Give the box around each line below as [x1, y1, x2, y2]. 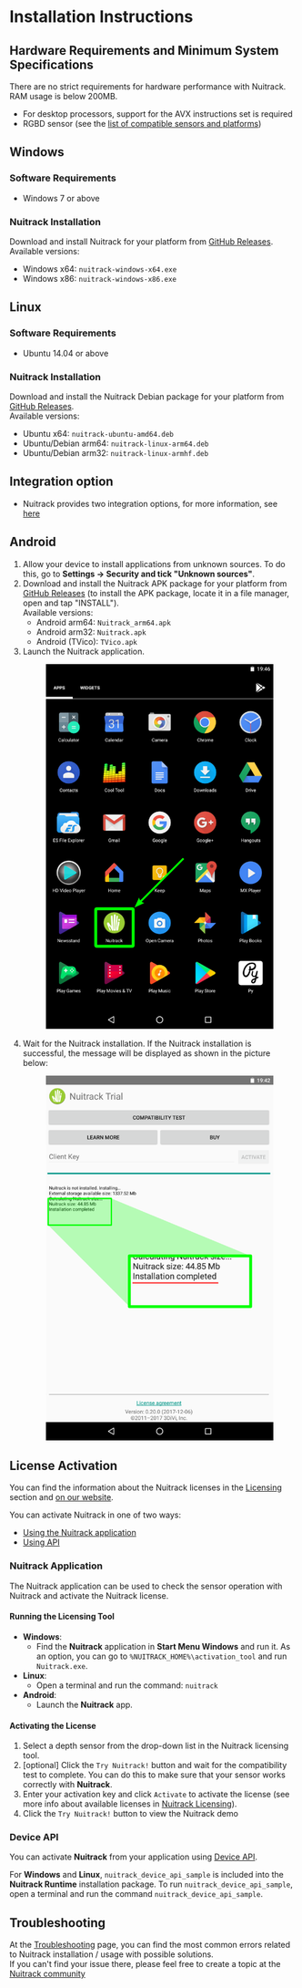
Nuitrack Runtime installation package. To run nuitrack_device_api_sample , [9, 1879, 294, 1890]
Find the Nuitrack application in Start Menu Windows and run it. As [35, 1641, 291, 1651]
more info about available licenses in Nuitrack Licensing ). [22, 1798, 237, 1809]
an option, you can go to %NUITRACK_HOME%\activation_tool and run [35, 1651, 287, 1662]
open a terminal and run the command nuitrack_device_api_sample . [9, 1889, 264, 1900]
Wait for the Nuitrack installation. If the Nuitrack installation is [22, 1038, 252, 1049]
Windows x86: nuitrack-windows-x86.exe [22, 273, 177, 284]
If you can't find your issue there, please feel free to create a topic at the [9, 1959, 281, 1970]
